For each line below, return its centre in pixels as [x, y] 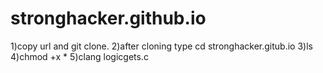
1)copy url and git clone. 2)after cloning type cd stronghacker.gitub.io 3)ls [161, 46]
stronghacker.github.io [108, 18]
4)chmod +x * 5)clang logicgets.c [79, 56]
